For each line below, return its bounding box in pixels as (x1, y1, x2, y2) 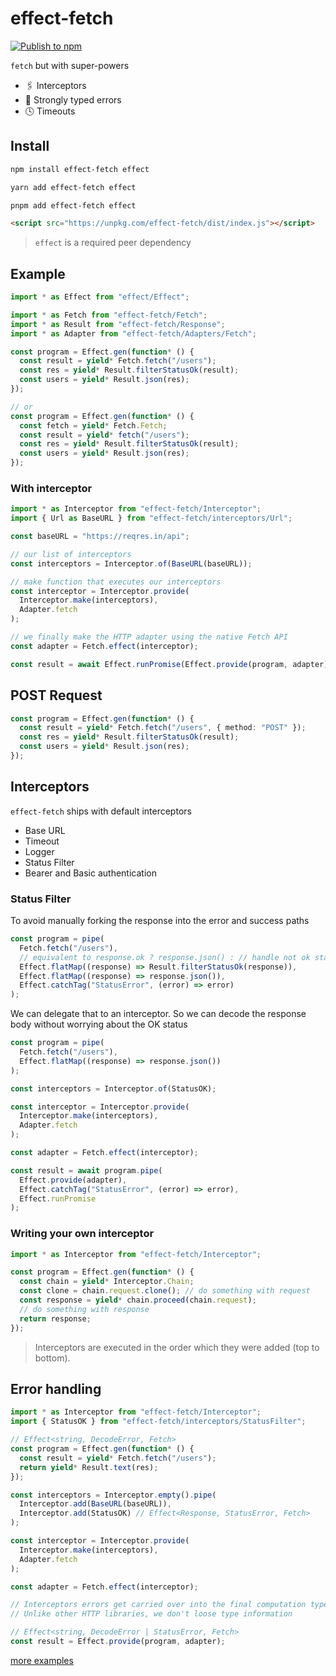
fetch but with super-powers (10, 59, 130, 71)
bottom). (34, 1352, 71, 1364)
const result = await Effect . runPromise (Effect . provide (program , (10, 659, 288, 669)
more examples (10, 1654, 74, 1666)
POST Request (10, 687, 103, 704)
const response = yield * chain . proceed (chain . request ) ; (19, 1295, 257, 1306)
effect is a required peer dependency (34, 237, 192, 249)
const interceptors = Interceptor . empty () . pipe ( (10, 1490, 217, 1500)
